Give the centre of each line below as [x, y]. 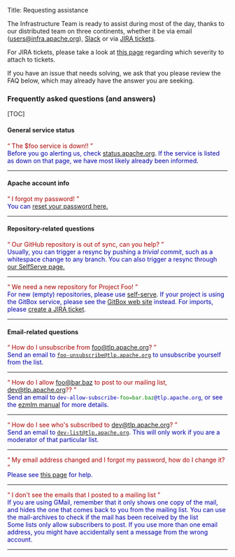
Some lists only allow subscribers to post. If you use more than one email [113, 525]
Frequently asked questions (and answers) [81, 99]
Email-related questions [43, 331]
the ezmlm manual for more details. [58, 405]
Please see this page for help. [50, 475]
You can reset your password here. [58, 206]
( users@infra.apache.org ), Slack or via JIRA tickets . [81, 39]
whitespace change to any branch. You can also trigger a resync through [112, 259]
